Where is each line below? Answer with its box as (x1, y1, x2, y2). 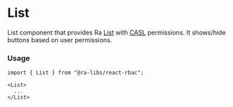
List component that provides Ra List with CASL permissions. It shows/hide (7, 28, 227, 37)
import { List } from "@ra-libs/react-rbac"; (7, 69, 144, 77)
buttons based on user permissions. (7, 35, 113, 44)
